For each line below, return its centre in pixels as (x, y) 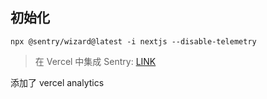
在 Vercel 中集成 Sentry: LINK (95, 61)
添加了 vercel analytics (57, 82)
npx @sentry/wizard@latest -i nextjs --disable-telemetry (133, 41)
